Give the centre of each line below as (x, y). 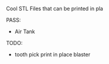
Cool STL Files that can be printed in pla (54, 9)
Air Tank (25, 31)
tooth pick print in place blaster (52, 55)
